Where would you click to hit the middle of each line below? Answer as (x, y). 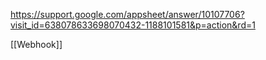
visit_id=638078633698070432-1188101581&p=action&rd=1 (133, 25)
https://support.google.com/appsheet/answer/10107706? (127, 14)
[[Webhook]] (36, 44)
